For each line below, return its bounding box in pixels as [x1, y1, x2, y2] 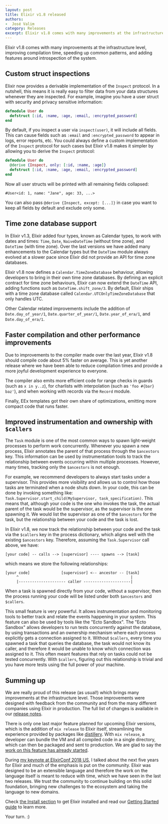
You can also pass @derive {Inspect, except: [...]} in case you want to [5, 199, 157, 206]
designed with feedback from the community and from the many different [5, 700, 156, 706]
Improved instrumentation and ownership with [5, 417, 153, 426]
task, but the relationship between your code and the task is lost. [5, 517, 138, 523]
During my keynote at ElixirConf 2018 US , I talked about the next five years [5, 757, 159, 763]
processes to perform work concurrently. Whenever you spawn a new [5, 443, 149, 449]
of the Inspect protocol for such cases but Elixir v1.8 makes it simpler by [5, 143, 154, 149]
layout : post [5, 7, 32, 13]
